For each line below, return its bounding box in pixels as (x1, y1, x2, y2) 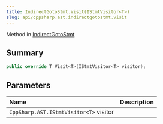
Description (119, 98, 154, 106)
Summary (6, 48, 44, 58)
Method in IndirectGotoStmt (6, 30, 75, 38)
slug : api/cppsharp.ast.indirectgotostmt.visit (6, 14, 128, 20)
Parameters (6, 80, 51, 90)
